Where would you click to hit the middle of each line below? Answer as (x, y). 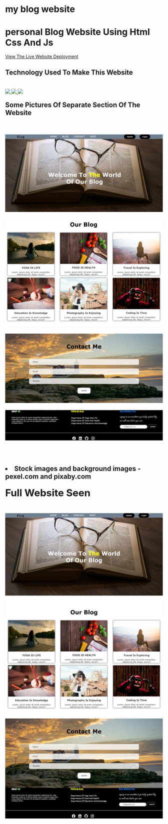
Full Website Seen (48, 492)
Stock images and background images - (77, 468)
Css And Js (29, 43)
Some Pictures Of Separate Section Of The (73, 105)
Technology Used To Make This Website (69, 72)
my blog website (40, 9)
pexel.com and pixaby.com (48, 476)
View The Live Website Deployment (42, 56)
